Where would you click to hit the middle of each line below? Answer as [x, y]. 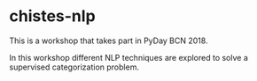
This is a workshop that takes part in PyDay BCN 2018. [109, 40]
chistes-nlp [52, 16]
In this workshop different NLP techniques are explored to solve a [128, 57]
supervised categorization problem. [74, 67]
